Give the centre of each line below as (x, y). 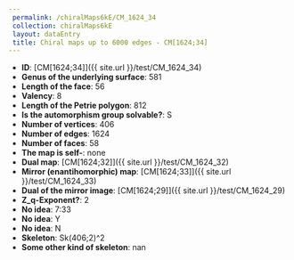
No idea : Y (41, 219)
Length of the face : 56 (63, 86)
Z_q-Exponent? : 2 (55, 200)
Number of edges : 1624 (65, 134)
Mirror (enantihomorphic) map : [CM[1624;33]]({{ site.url (126, 172)
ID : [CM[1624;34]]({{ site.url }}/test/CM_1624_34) (111, 68)
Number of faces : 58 (60, 143)
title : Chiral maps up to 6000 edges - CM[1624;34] (110, 42)
